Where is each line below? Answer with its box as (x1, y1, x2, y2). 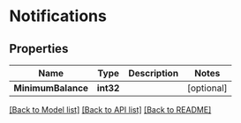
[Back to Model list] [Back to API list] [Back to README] (9, 105, 212, 115)
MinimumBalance (13, 82, 89, 94)
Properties (9, 41, 69, 56)
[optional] (186, 82, 228, 94)
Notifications (9, 6, 108, 26)
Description (127, 68, 179, 79)
